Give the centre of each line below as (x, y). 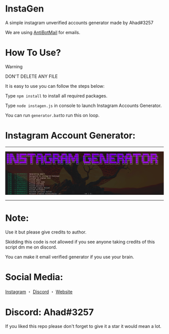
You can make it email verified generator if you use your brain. (70, 257)
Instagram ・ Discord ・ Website (39, 291)
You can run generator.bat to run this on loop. (52, 115)
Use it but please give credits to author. (46, 232)
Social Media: (34, 277)
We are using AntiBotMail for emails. (43, 32)
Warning (14, 66)
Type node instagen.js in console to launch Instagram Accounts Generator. (83, 105)
